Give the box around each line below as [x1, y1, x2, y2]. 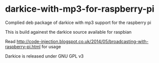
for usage [41, 43, 61, 49]
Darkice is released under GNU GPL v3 [5, 53, 84, 59]
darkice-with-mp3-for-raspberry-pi [5, 3, 155, 15]
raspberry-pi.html [5, 43, 41, 49]
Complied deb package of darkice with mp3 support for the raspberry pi [5, 20, 151, 25]
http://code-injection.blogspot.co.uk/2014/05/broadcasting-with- [16, 38, 149, 44]
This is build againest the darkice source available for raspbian [5, 29, 132, 35]
